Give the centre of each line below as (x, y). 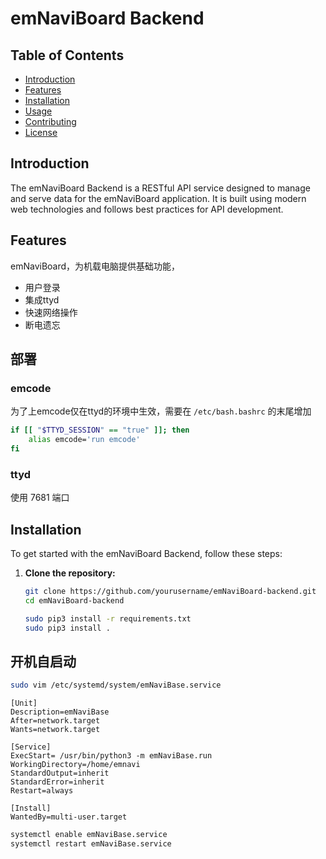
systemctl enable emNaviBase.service (89, 835)
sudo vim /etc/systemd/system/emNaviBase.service (116, 685)
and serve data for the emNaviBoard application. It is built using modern (158, 198)
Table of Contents (67, 55)
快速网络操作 (51, 312)
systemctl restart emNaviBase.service (91, 844)
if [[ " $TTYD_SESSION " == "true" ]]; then (100, 430)
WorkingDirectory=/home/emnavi (75, 765)
